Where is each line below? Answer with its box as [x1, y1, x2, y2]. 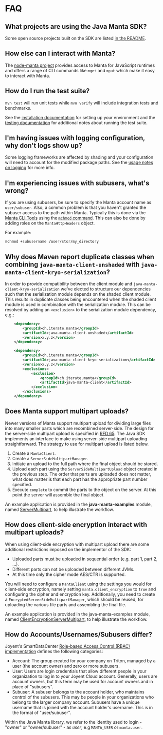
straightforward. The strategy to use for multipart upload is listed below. [5, 441, 149, 447]
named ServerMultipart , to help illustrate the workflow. [5, 506, 114, 512]
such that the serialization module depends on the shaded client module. [5, 291, 151, 297]
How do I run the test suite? [5, 87, 90, 95]
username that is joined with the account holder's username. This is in [12, 705, 153, 711]
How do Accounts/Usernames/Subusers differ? [5, 630, 152, 638]
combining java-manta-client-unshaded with [5, 260, 140, 268]
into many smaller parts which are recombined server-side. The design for [5, 425, 154, 431]
